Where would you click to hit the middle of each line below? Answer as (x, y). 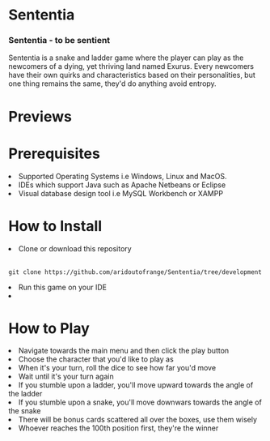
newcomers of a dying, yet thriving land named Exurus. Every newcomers (131, 66)
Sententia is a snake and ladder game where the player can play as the (126, 58)
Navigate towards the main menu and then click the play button (124, 351)
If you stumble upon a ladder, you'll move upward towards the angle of (136, 385)
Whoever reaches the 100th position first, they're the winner (119, 428)
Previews (40, 116)
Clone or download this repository (75, 248)
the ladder (25, 394)
